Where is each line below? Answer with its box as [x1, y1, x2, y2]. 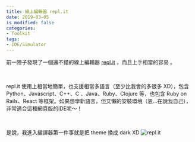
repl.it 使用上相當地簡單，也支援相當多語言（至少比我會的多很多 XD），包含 [6, 82, 189, 89]
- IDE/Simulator [6, 42, 46, 48]
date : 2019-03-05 [6, 14, 49, 20]
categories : [6, 25, 36, 31]
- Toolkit [6, 31, 31, 37]
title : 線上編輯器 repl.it [6, 8, 68, 15]
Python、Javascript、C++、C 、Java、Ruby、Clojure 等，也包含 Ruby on [6, 90, 187, 97]
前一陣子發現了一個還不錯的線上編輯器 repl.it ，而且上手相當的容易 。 [6, 59, 175, 66]
